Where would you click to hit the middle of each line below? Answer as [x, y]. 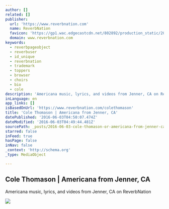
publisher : [17, 19]
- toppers [20, 71]
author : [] [17, 10]
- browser [20, 75]
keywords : [16, 43]
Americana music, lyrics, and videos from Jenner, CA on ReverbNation [78, 191]
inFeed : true [19, 136]
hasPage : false [21, 141]
